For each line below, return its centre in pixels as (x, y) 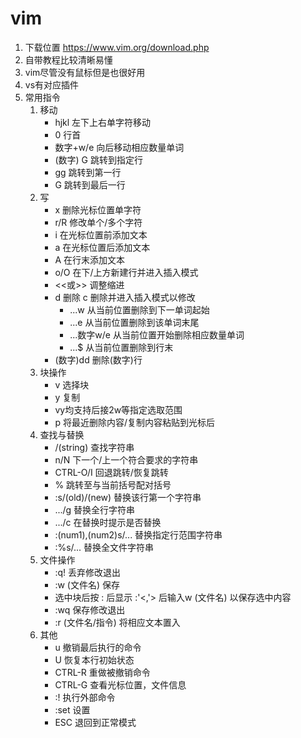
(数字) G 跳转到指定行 (98, 159)
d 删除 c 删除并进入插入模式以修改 (125, 297)
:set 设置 (72, 709)
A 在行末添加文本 (89, 259)
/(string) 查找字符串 (94, 447)
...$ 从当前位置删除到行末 (121, 347)
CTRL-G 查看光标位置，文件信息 (120, 684)
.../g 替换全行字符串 (95, 509)
